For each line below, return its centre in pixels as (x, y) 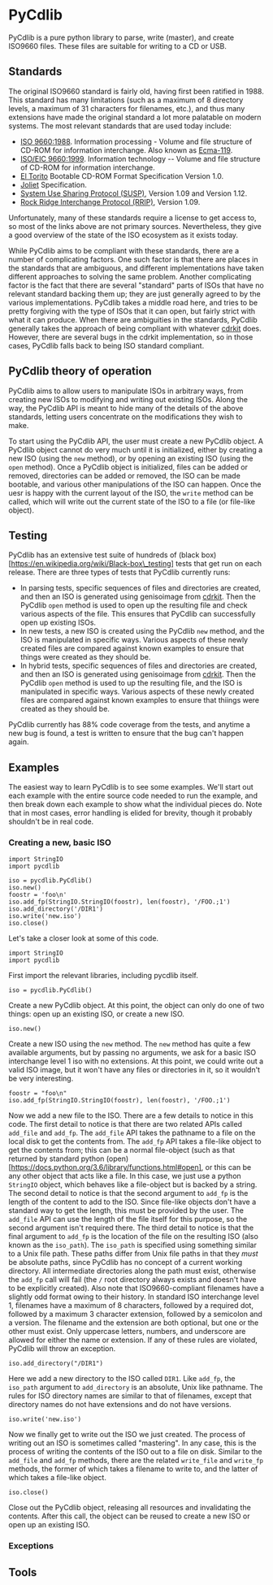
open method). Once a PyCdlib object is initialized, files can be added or (128, 467)
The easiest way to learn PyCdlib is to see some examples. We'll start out (131, 787)
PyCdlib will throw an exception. (62, 1349)
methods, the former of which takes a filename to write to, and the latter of (133, 1469)
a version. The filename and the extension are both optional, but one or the (134, 1323)
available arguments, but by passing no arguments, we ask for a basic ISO (132, 1053)
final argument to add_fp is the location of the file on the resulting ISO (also (133, 1236)
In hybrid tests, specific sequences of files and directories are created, (139, 666)
